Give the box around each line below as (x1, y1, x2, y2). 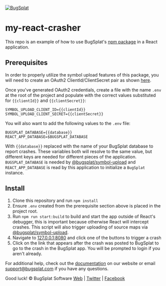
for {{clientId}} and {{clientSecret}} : (5, 97, 86, 103)
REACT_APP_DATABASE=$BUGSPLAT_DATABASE (5, 134, 88, 139)
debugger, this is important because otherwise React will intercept (12, 218, 149, 224)
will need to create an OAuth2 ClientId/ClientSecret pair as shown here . (5, 77, 152, 83)
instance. (5, 169, 24, 175)
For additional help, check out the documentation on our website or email (5, 260, 156, 266)
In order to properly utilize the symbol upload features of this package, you (5, 71, 159, 77)
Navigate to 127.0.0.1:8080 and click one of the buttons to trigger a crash (12, 234, 162, 240)
